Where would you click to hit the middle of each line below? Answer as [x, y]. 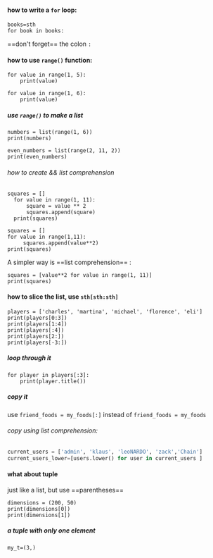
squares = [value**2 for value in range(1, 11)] [80, 275]
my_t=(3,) [22, 547]
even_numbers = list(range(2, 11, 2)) [64, 151]
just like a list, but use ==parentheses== [66, 490]
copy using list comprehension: [53, 430]
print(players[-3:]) [38, 342]
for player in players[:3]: [49, 375]
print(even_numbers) [38, 157]
